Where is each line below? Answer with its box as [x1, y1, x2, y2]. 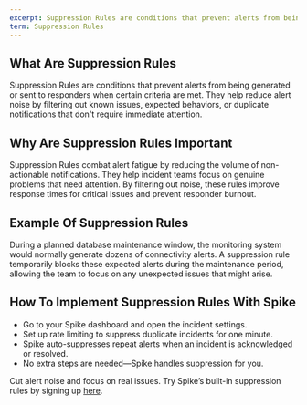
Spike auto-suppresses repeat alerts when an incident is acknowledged [22, 338, 293, 349]
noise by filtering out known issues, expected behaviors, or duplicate [9, 99, 270, 110]
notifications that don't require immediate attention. [9, 109, 203, 119]
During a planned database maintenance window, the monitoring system [9, 239, 282, 250]
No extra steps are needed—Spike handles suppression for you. [22, 358, 264, 369]
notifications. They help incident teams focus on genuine [50, 170, 265, 181]
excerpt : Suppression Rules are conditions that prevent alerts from [9, 13, 281, 23]
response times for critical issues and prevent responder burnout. [9, 189, 257, 200]
